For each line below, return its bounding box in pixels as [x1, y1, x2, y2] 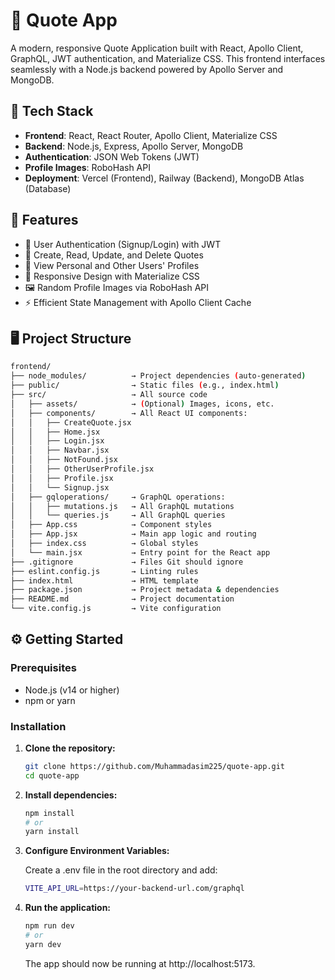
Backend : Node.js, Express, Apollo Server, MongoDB [24, 140, 244, 152]
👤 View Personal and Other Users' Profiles [24, 259, 200, 271]
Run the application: [24, 902, 112, 914]
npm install [24, 808, 75, 818]
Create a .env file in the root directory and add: [24, 864, 218, 876]
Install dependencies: [24, 789, 118, 801]
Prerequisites [10, 661, 77, 675]
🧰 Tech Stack [10, 103, 94, 120]
